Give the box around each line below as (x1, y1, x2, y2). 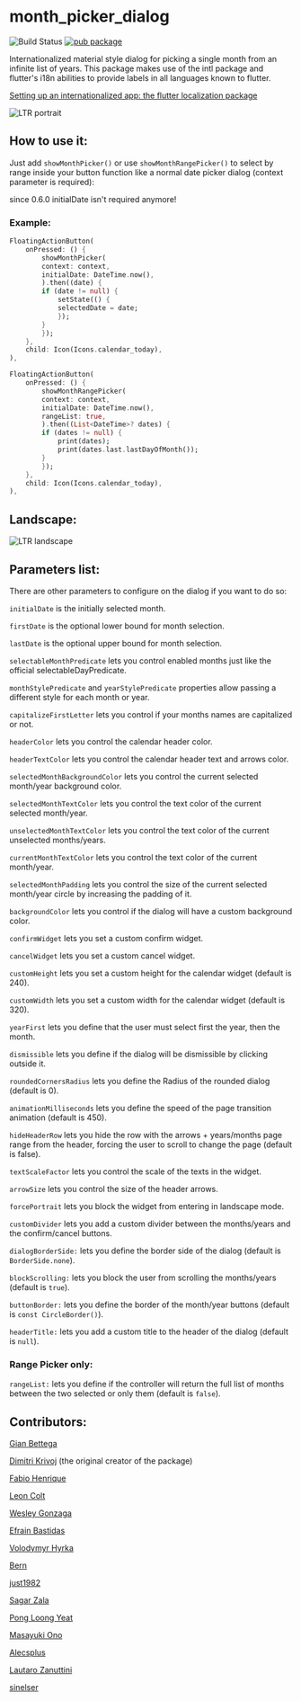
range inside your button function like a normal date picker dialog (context (9, 166, 284, 177)
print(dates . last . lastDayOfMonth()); (57, 445, 199, 455)
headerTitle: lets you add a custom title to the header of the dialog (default (9, 1326, 289, 1337)
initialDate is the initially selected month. (9, 602, 166, 613)
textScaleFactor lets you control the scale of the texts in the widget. (9, 1166, 262, 1177)
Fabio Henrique (9, 1473, 66, 1484)
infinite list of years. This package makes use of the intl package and (9, 63, 264, 74)
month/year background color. (9, 780, 122, 791)
